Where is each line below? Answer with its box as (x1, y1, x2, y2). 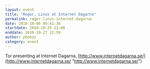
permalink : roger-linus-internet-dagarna (5, 16, 92, 21)
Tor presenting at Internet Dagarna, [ (5, 53, 80, 59)
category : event (5, 39, 39, 44)
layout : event (5, 7, 35, 12)
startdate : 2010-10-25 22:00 (5, 26, 65, 31)
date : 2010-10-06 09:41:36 (5, 21, 61, 26)
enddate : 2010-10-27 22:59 (5, 30, 61, 35)
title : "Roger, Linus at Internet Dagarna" (5, 12, 97, 17)
